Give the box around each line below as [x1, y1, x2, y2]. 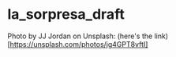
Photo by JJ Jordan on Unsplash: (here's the [7, 31, 153, 41]
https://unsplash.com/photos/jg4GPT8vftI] [9, 39, 148, 48]
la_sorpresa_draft [7, 5, 125, 23]
